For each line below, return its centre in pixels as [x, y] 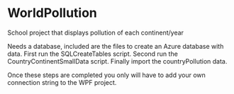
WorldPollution [52, 13]
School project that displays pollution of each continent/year [96, 33]
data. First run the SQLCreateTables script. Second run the [93, 54]
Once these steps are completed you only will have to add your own [106, 75]
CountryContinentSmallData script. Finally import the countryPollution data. [117, 61]
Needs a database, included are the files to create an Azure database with [116, 46]
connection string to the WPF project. [62, 82]
